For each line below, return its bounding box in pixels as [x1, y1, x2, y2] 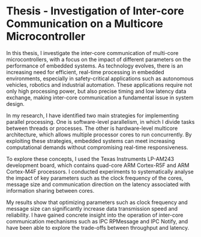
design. [6, 100, 25, 107]
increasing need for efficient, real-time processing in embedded [6, 68, 164, 75]
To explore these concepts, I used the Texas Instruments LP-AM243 [6, 155, 175, 162]
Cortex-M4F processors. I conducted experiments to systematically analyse [6, 168, 194, 175]
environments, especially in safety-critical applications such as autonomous [6, 75, 194, 82]
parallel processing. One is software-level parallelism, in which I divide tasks [6, 118, 195, 125]
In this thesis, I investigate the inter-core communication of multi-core [6, 49, 179, 56]
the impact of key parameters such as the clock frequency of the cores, [6, 174, 184, 181]
